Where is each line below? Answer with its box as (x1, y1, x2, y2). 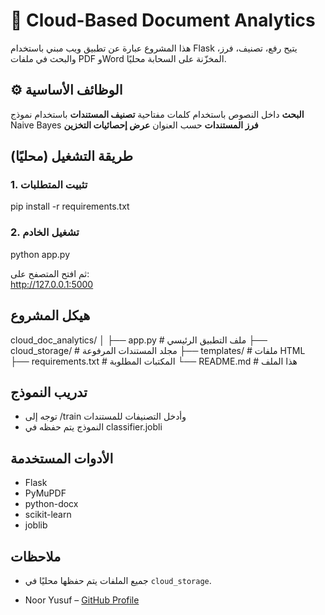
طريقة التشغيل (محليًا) (10, 148, 133, 165)
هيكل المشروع (10, 307, 91, 324)
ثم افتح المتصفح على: (10, 267, 90, 279)
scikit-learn (24, 509, 72, 521)
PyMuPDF (24, 487, 67, 499)
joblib (24, 519, 48, 531)
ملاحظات (10, 548, 62, 565)
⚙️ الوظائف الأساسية (10, 82, 123, 99)
